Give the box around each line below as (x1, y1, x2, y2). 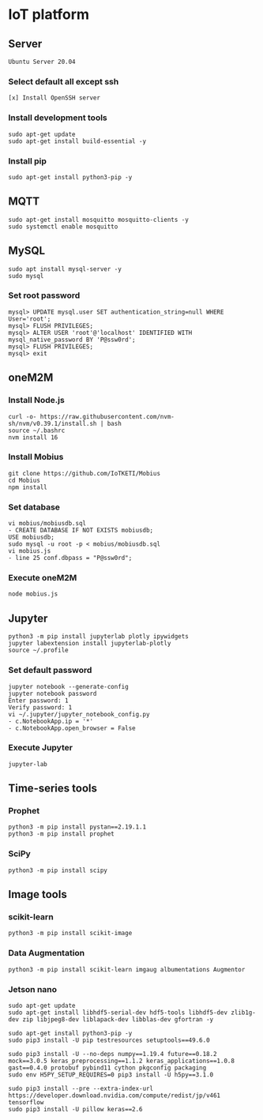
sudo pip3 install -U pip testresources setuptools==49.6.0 (8, 1036, 211, 1044)
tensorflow (8, 1099, 44, 1107)
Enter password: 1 (8, 697, 69, 705)
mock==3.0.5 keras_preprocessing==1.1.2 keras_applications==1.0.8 (8, 1057, 235, 1066)
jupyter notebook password (8, 690, 97, 697)
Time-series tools (8, 782, 97, 795)
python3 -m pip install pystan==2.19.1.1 (8, 823, 147, 831)
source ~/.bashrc (8, 427, 66, 434)
